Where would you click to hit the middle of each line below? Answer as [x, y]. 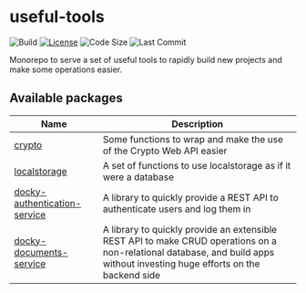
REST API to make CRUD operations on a [190, 241]
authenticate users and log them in [177, 209]
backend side [132, 275]
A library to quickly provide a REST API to [191, 197]
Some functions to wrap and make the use [193, 139]
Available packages [66, 98]
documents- [41, 252]
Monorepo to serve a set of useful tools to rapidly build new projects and [146, 59]
